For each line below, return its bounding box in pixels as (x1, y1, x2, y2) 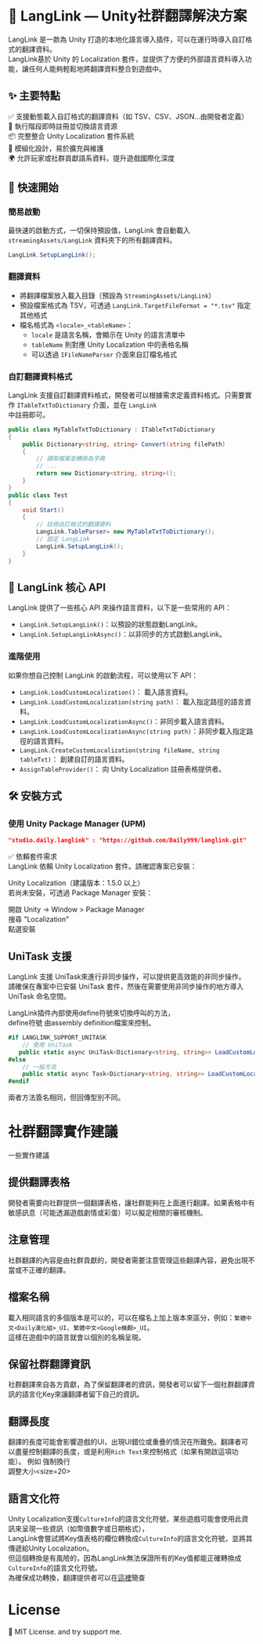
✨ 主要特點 (8, 90, 61, 103)
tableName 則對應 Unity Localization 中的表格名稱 (31, 339, 189, 349)
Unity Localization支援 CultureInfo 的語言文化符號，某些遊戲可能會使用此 (8, 1514, 242, 1523)
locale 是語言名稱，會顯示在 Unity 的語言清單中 (31, 330, 186, 339)
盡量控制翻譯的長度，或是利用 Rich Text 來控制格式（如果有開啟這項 (14, 1447, 232, 1456)
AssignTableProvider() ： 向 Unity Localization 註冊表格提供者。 (19, 764, 226, 773)
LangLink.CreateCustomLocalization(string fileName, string (19, 747, 220, 754)
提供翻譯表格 (8, 1175, 70, 1189)
